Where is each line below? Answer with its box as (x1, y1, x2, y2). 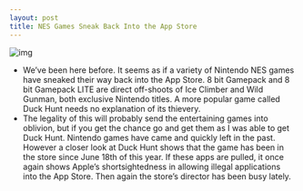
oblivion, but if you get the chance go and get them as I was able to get (22, 122, 289, 133)
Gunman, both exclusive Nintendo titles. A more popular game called (22, 93, 280, 105)
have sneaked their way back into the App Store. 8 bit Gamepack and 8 (22, 74, 290, 85)
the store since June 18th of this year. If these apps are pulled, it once (22, 151, 285, 162)
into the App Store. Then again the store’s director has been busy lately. (22, 170, 291, 182)
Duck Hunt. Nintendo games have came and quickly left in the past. (22, 132, 276, 143)
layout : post (9, 13, 59, 23)
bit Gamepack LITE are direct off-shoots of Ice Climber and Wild (22, 84, 264, 95)
